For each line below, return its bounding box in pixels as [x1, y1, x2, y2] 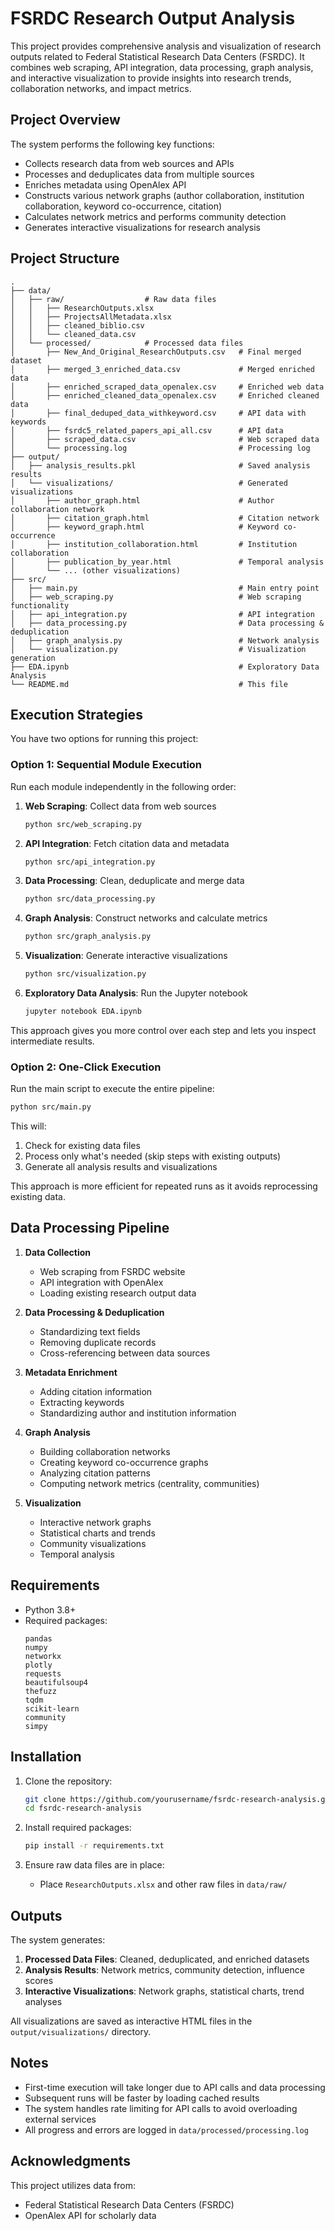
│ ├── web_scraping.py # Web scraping [10, 592, 302, 602]
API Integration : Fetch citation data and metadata [24, 837, 230, 849]
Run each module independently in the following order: [10, 780, 237, 792]
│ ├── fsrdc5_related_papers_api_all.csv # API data [10, 425, 284, 436]
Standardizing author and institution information [39, 1407, 237, 1419]
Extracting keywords [39, 1396, 125, 1408]
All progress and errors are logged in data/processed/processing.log [24, 2123, 309, 2136]
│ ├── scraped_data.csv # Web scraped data [10, 434, 320, 444]
